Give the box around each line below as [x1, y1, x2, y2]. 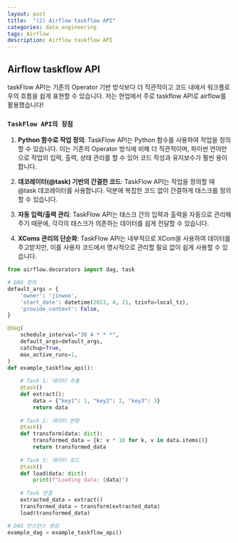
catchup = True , [20, 344, 62, 351]
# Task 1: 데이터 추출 [20, 378, 80, 385]
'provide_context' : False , [20, 305, 100, 312]
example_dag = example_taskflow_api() [7, 529, 122, 536]
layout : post [7, 10, 46, 18]
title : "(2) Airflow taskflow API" [7, 17, 116, 24]
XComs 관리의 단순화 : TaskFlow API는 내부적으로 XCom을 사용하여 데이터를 [17, 234, 231, 243]
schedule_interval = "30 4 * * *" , [20, 331, 119, 339]
